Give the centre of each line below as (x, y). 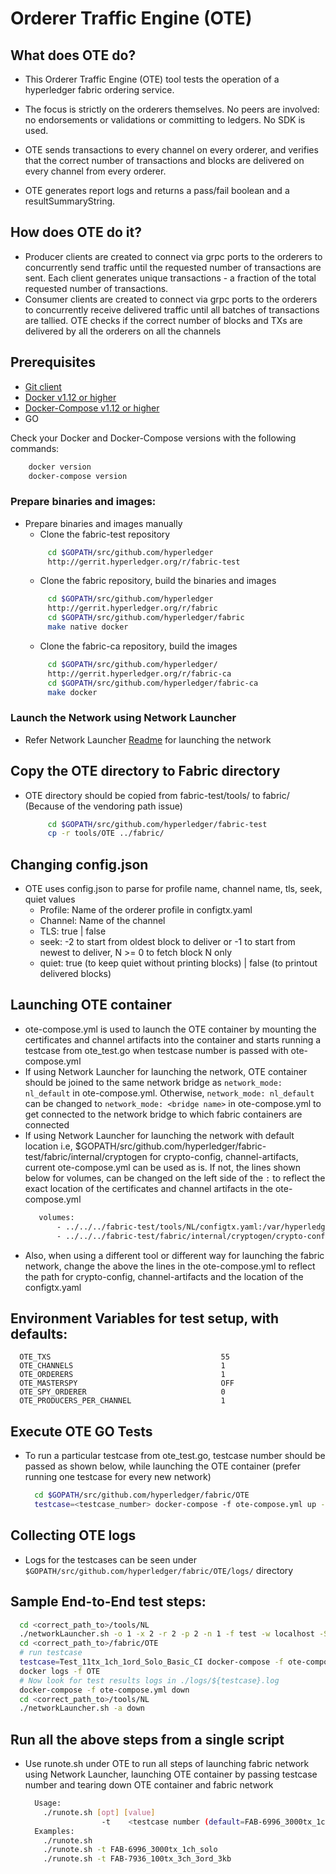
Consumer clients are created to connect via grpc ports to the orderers (171, 299)
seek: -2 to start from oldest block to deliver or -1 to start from (167, 942)
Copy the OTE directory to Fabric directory (145, 771)
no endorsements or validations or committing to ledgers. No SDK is (165, 120)
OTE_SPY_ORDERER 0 (122, 1392)
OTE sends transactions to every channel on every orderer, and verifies (171, 150)
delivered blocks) (75, 974)
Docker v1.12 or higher (70, 397)
